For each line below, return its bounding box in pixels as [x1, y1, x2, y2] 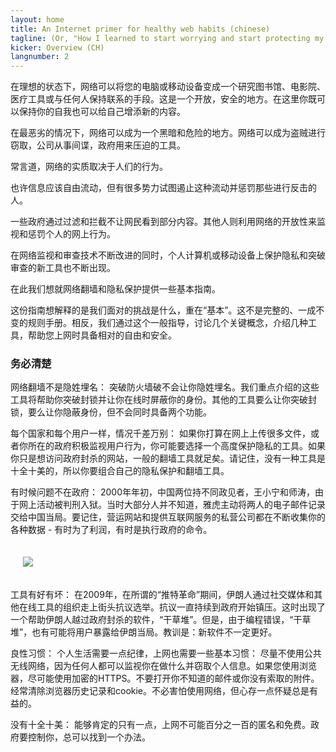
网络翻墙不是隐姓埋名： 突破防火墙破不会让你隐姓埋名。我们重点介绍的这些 [10, 381, 320, 393]
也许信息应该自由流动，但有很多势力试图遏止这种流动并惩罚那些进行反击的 [10, 182, 317, 194]
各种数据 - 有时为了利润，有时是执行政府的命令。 [10, 524, 213, 536]
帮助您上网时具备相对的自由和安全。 [27, 329, 177, 341]
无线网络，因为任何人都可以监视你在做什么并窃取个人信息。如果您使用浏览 [10, 660, 317, 672]
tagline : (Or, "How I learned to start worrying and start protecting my [10, 33, 325, 43]
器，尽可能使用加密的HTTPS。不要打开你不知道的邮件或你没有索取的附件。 [10, 672, 320, 685]
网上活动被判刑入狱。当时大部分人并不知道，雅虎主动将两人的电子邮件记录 [18, 499, 326, 511]
